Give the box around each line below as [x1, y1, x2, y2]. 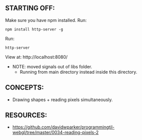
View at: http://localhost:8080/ [5, 54, 68, 60]
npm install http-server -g [5, 27, 64, 32]
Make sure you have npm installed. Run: [5, 17, 87, 23]
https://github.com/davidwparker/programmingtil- [12, 124, 115, 130]
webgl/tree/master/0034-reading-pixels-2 [12, 130, 99, 136]
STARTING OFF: [5, 4, 55, 12]
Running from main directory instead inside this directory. [19, 69, 138, 75]
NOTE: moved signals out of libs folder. [12, 63, 93, 69]
